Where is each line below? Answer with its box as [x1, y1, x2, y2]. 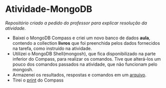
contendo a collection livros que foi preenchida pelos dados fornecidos [12, 40, 160, 46]
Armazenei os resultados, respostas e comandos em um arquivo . [12, 72, 146, 78]
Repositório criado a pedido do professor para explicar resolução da [5, 20, 147, 26]
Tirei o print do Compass [12, 77, 64, 83]
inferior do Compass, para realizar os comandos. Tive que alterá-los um [12, 56, 161, 62]
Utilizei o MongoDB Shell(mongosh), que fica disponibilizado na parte [12, 51, 156, 57]
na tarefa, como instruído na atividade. [12, 45, 92, 51]
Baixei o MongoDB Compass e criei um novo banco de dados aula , [12, 35, 150, 41]
